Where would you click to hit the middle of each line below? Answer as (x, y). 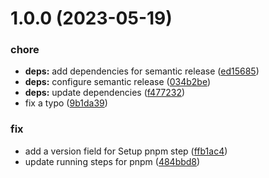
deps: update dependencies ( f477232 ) (105, 93)
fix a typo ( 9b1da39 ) (66, 103)
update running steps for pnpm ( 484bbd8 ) (112, 161)
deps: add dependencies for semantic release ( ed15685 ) (142, 71)
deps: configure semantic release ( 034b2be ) (118, 82)
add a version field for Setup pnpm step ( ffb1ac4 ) (126, 151)
